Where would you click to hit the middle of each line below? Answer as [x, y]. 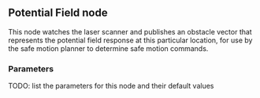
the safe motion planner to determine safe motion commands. [108, 48]
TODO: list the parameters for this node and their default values [111, 86]
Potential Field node [58, 13]
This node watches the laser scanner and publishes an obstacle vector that [130, 31]
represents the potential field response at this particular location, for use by [130, 40]
